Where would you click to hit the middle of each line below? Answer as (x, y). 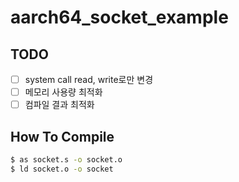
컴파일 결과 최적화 (59, 105)
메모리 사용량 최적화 (63, 92)
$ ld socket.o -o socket (62, 169)
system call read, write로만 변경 (89, 79)
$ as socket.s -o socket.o (66, 160)
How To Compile (62, 136)
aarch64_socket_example (119, 17)
